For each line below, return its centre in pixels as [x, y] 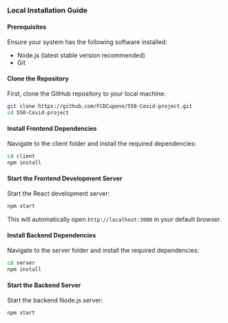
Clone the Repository [38, 79]
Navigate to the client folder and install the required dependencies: [102, 144]
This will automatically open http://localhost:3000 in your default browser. [114, 220]
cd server [21, 263]
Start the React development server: [59, 194]
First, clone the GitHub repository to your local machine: [87, 94]
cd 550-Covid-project [38, 113]
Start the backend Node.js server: [55, 300]
